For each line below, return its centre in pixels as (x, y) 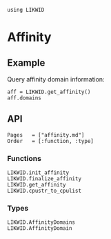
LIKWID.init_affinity (38, 173)
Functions (24, 158)
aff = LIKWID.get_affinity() (49, 92)
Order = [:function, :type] (51, 141)
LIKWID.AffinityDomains (41, 222)
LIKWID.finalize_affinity (44, 179)
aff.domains (24, 98)
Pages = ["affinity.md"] (46, 135)
